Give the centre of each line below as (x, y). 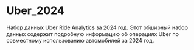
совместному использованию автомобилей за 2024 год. (80, 40)
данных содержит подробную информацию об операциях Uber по (93, 34)
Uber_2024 (36, 11)
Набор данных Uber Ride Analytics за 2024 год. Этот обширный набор (97, 27)
